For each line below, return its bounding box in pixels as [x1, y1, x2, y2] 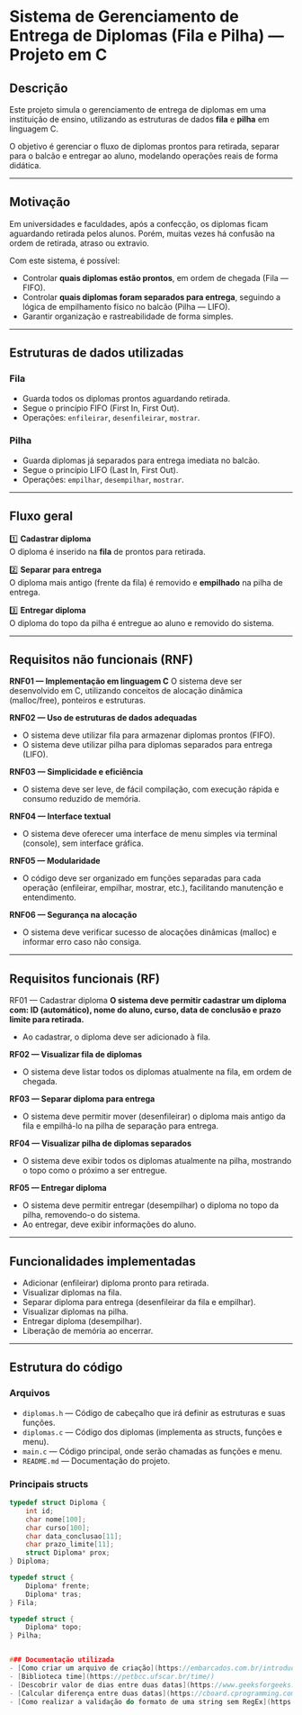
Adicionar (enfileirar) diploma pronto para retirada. [22, 1277, 209, 1289]
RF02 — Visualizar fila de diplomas [9, 1049, 142, 1060]
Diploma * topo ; [25, 1623, 83, 1632]
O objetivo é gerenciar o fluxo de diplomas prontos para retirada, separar [9, 141, 280, 151]
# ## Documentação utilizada [9, 1656, 115, 1665]
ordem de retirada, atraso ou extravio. [9, 237, 150, 249]
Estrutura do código [9, 1360, 123, 1375]
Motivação [9, 195, 71, 210]
